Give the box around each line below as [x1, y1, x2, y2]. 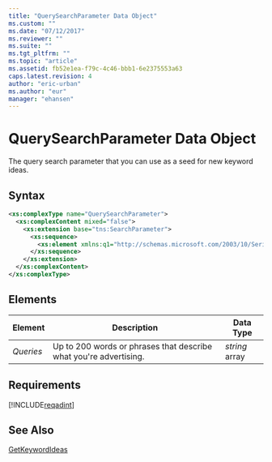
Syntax [8, 188, 45, 203]
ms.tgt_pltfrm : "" [8, 49, 70, 58]
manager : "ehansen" [8, 95, 74, 103]
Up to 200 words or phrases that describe [52, 340, 213, 352]
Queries [12, 345, 43, 357]
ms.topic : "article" [8, 58, 79, 66]
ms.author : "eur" [8, 87, 67, 96]
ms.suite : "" [8, 42, 53, 50]
